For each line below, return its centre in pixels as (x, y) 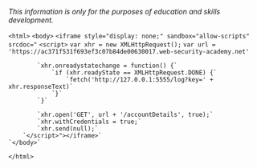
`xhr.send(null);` (68, 129)
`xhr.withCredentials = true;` (90, 122)
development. (31, 20)
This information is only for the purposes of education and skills (114, 12)
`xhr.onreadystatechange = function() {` (108, 66)
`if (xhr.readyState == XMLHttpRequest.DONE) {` (134, 73)
